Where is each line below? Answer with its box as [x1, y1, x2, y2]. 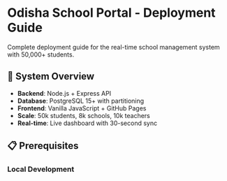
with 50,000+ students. [7, 50, 75, 59]
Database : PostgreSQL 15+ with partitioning [17, 96, 145, 105]
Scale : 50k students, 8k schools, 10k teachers [17, 111, 150, 120]
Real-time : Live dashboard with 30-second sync [17, 119, 158, 127]
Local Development [7, 164, 75, 174]
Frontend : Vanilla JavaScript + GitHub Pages [17, 103, 147, 113]
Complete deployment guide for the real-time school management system [7, 43, 220, 51]
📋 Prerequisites [7, 140, 79, 152]
